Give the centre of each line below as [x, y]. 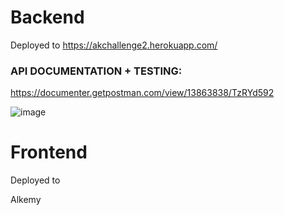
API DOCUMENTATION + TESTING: [96, 71]
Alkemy [26, 200]
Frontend [49, 152]
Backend [47, 17]
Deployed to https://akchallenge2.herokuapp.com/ [114, 45]
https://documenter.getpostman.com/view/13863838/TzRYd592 [142, 93]
